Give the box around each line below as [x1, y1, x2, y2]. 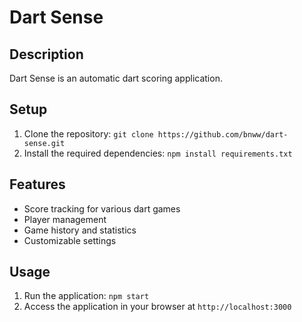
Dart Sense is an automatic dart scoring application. [9, 72, 223, 84]
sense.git [23, 138, 66, 148]
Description [9, 46, 84, 63]
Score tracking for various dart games [23, 202, 181, 215]
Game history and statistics [23, 224, 137, 236]
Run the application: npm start [23, 290, 150, 302]
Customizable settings [23, 234, 117, 246]
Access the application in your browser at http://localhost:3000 [23, 301, 292, 313]
